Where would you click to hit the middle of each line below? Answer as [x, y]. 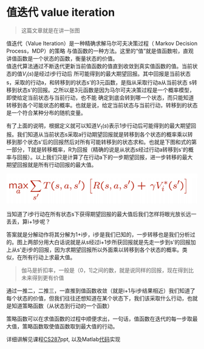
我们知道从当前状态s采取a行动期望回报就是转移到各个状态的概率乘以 [102, 134]
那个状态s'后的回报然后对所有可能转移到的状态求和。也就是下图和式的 [104, 142]
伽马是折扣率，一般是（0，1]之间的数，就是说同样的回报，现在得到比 [107, 270]
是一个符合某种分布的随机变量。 [46, 112]
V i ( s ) [28, 74]
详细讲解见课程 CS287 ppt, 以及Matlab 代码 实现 [63, 339]
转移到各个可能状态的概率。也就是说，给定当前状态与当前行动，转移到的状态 [102, 105]
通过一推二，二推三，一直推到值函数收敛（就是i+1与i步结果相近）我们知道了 [101, 291]
